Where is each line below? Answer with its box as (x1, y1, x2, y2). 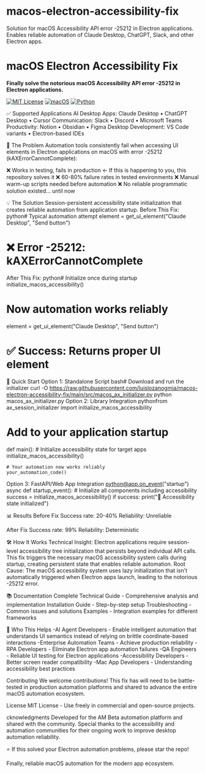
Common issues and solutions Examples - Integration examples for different (6, 607, 198, 615)
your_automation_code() (6, 469, 67, 475)
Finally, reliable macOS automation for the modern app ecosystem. (6, 760, 174, 767)
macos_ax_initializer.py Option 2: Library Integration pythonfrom (6, 397, 168, 404)
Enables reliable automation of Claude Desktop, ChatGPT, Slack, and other (6, 31, 195, 38)
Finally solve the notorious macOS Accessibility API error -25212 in (6, 79, 181, 87)
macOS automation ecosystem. (6, 690, 86, 697)
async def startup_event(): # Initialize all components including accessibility (6, 486, 197, 494)
